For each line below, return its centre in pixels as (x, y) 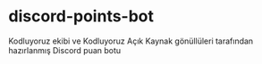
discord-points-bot (81, 16)
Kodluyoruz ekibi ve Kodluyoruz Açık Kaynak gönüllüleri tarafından (131, 41)
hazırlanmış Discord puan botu (65, 50)
